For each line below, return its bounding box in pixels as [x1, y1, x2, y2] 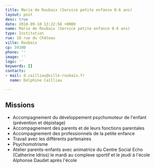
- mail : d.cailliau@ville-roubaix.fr [5, 73, 85, 78]
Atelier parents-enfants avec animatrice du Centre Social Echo [12, 146, 143, 152]
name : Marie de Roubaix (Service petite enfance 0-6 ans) [5, 26, 130, 31]
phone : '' [5, 49, 26, 54]
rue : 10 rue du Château [5, 36, 56, 41]
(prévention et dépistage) [12, 120, 66, 126]
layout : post [5, 12, 33, 17]
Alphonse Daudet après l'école [12, 157, 77, 163]
